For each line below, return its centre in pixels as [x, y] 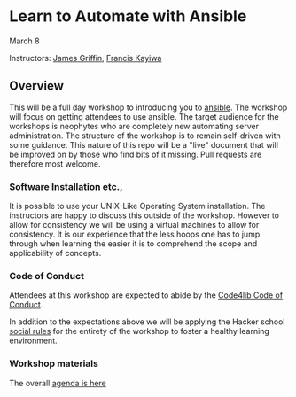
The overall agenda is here [58, 383]
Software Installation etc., [66, 186]
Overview [37, 86]
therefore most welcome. [55, 163]
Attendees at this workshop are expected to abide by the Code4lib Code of [146, 295]
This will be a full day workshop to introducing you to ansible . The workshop [148, 107]
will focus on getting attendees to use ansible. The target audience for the [144, 116]
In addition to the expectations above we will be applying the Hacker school [147, 322]
